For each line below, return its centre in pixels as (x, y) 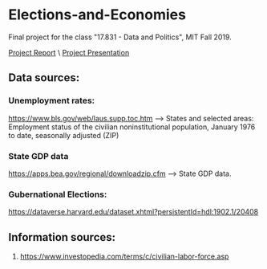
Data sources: (44, 78)
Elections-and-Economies (97, 15)
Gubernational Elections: (58, 194)
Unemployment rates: (52, 100)
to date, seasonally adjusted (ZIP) (64, 135)
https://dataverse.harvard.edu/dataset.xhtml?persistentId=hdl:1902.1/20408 (133, 212)
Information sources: (62, 237)
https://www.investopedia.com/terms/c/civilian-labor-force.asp (124, 257)
